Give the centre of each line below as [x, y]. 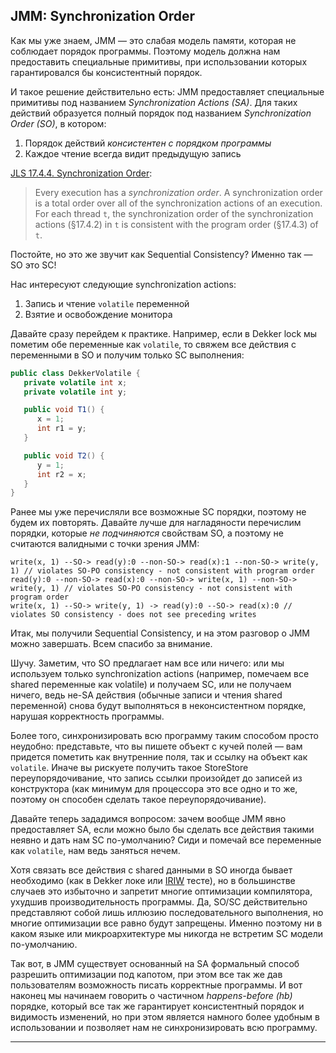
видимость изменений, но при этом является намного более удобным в [165, 1017]
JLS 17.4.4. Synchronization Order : [81, 173]
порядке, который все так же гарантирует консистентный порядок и [157, 1006]
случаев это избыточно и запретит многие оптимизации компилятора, [161, 891]
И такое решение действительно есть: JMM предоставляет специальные [167, 91]
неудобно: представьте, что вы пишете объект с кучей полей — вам [156, 746]
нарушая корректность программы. [87, 716]
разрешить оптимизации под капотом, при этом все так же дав [146, 975]
